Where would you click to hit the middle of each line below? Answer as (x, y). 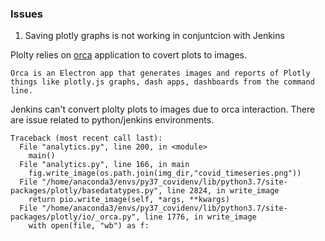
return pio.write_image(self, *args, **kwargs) (129, 200)
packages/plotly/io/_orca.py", (75, 217)
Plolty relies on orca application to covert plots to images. (129, 55)
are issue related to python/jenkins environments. (112, 120)
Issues (27, 14)
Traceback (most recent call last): (86, 138)
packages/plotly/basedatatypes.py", (86, 191)
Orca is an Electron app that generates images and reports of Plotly (160, 73)
